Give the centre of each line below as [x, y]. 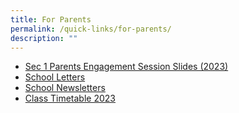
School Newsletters [65, 88]
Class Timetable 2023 [70, 98]
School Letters [55, 77]
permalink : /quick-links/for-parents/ [91, 29]
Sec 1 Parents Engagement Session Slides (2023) [126, 67]
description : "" [44, 38]
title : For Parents [51, 19]
